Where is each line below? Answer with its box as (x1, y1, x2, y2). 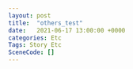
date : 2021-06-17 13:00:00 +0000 (8, 26, 126, 34)
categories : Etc (8, 33, 62, 42)
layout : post (8, 11, 51, 20)
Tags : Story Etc (8, 41, 62, 49)
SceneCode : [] (8, 48, 55, 56)
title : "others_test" (8, 19, 83, 27)
